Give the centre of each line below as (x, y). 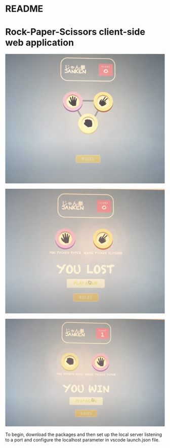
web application (40, 43)
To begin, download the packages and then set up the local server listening (84, 434)
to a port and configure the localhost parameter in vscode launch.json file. (82, 440)
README (24, 9)
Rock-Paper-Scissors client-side (75, 32)
